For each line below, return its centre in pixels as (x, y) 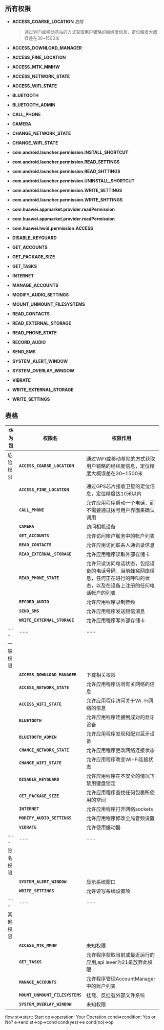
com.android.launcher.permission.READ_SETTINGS (66, 162)
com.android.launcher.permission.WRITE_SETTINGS (67, 190)
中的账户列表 (101, 986)
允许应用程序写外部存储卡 (116, 620)
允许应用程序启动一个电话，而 (121, 503)
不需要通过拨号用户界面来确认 (121, 510)
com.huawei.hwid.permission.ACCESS (53, 228)
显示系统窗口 (101, 882)
